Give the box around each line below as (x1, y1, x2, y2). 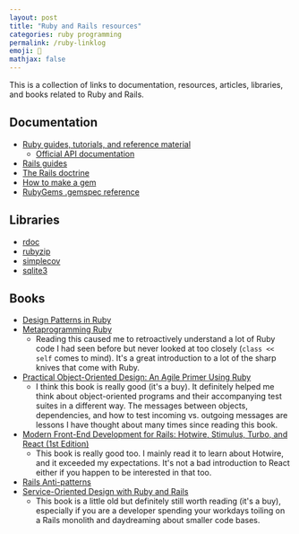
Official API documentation (35, 148, 135, 159)
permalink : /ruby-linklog (9, 38, 106, 48)
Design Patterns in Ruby (21, 315, 112, 326)
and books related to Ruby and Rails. (9, 89, 145, 100)
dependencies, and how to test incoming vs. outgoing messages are (35, 410, 288, 421)
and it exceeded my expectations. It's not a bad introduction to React (35, 458, 291, 468)
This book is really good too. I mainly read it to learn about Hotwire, (35, 448, 284, 459)
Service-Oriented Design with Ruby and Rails (21, 486, 189, 497)
